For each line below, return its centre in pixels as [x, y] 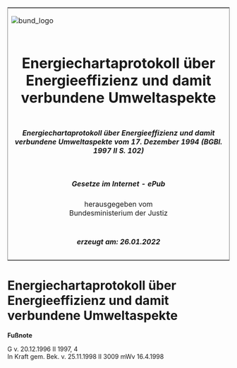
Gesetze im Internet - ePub [119, 183]
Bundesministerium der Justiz [119, 213]
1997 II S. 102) [119, 150]
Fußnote [20, 335]
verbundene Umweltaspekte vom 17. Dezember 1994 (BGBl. [119, 142]
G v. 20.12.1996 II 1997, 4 [43, 349]
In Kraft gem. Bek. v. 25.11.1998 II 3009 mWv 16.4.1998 [86, 356]
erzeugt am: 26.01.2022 [119, 241]
